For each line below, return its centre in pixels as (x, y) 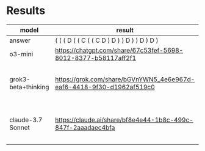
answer (20, 40)
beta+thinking (29, 87)
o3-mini (21, 54)
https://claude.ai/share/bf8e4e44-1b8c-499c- (124, 120)
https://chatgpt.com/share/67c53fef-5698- (119, 50)
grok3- (20, 79)
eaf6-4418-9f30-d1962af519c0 (105, 87)
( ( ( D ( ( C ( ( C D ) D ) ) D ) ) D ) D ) (106, 40)
